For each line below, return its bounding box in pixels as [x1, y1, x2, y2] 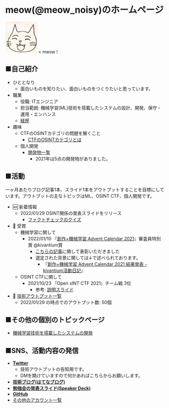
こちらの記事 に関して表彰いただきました [35, 248, 120, 254]
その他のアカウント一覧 [12, 397, 62, 403]
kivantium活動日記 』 [43, 267, 86, 274]
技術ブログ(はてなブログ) [12, 379, 65, 385]
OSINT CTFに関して [20, 274, 62, 280]
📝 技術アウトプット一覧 [12, 293, 62, 299]
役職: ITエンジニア [20, 98, 58, 104]
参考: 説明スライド [35, 286, 74, 292]
